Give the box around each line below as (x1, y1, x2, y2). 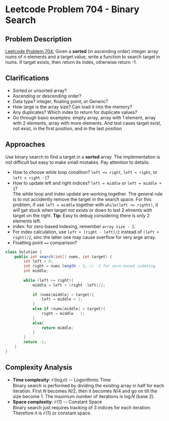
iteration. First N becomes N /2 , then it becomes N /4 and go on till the (12, 388, 157, 394)
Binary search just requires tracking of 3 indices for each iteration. (12, 404, 151, 410)
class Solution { (5, 249, 42, 255)
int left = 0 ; (23, 259, 53, 264)
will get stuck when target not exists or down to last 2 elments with (12, 207, 152, 213)
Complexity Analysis (5, 363, 73, 372)
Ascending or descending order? (12, 93, 82, 99)
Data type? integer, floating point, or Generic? (12, 98, 108, 104)
